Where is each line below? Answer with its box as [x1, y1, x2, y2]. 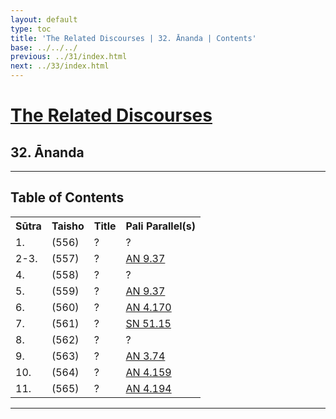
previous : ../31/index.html [10, 52, 128, 62]
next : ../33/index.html [10, 61, 110, 71]
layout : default [10, 14, 78, 25]
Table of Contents [10, 189, 125, 206]
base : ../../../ [10, 42, 78, 53]
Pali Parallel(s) [125, 219, 197, 233]
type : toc [10, 24, 52, 34]
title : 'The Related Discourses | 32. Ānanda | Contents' [10, 33, 257, 43]
